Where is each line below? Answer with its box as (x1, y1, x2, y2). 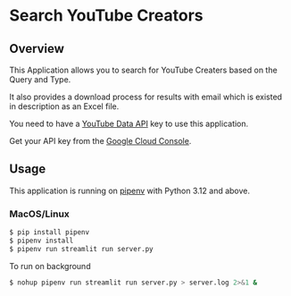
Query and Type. (9, 74, 71, 85)
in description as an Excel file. (9, 101, 120, 112)
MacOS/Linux (9, 207, 70, 220)
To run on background (9, 260, 91, 271)
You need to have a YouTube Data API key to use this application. (9, 118, 249, 129)
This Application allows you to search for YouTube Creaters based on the (9, 64, 279, 75)
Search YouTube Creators (9, 5, 204, 26)
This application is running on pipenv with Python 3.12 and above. (9, 185, 251, 196)
